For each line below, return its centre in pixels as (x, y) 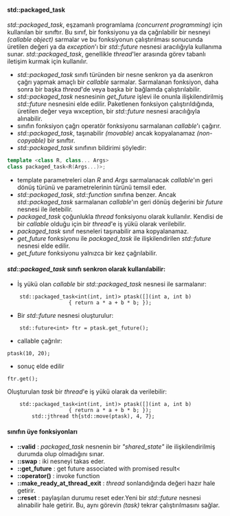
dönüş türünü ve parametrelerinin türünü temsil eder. (92, 187)
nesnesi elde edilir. (44, 246)
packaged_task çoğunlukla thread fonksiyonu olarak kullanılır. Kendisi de (120, 216)
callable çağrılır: (39, 341)
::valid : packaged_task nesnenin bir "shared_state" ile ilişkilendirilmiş (116, 447)
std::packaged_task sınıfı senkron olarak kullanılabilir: (87, 269)
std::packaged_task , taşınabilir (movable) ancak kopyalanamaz (106, 133)
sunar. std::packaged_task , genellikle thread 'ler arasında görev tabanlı (106, 54)
